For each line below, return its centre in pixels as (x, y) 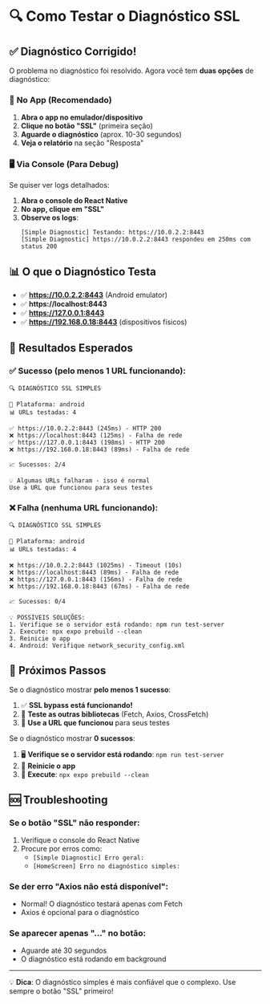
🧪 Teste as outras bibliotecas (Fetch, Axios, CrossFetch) (115, 714)
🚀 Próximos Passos (58, 671)
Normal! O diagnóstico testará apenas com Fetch (101, 904)
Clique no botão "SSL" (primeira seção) (87, 126)
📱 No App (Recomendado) (60, 100)
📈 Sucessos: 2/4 (38, 465)
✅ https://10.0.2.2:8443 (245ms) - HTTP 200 (85, 429)
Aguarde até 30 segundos (64, 951)
